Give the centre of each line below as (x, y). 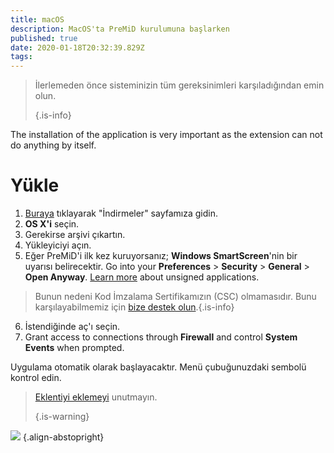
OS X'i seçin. (52, 224)
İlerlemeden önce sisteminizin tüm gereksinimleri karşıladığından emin (179, 85)
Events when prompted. (74, 348)
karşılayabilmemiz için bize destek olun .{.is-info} (134, 307)
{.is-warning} (62, 417)
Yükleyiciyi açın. (58, 245)
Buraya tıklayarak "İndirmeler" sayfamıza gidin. (121, 213)
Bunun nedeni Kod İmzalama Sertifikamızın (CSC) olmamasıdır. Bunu (175, 297)
